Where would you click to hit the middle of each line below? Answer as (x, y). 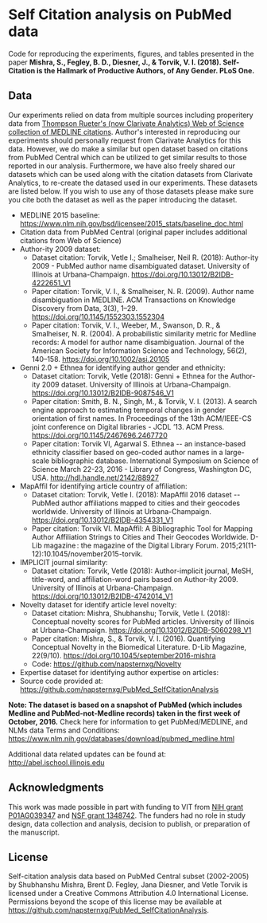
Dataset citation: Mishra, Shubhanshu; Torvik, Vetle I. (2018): (131, 613)
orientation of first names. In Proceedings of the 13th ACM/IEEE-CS (141, 418)
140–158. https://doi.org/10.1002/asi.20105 (101, 359)
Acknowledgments (56, 788)
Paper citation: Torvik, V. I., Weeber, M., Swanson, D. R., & (126, 325)
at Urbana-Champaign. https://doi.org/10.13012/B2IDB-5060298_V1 (141, 630)
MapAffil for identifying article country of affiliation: (104, 486)
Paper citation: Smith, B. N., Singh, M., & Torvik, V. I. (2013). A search (144, 401)
